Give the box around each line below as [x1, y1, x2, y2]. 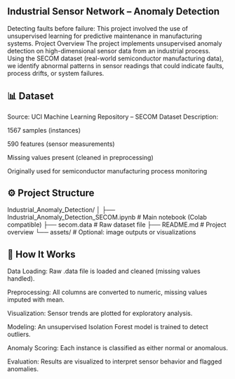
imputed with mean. [7, 295, 65, 304]
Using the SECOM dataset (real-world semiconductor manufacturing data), [7, 54, 224, 62]
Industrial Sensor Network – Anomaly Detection [7, 6, 220, 18]
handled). [7, 274, 35, 283]
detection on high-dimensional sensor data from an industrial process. [7, 46, 210, 55]
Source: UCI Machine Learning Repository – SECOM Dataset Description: [7, 112, 219, 121]
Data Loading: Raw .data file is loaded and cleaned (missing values [7, 267, 201, 276]
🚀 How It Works [7, 248, 76, 260]
